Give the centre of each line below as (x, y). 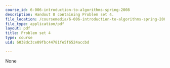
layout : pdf (18, 28)
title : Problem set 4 (28, 33)
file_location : (21, 19)
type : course (19, 38)
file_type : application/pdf (35, 24)
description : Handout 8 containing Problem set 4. (60, 14)
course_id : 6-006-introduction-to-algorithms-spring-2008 (68, 10)
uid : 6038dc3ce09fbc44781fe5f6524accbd (47, 42)
